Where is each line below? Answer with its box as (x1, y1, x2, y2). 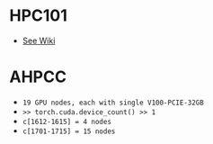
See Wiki (22, 35, 56, 46)
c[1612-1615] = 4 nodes (22, 117, 112, 126)
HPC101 (9, 5, 67, 26)
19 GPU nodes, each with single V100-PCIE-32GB (22, 98, 204, 107)
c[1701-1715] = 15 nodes (22, 127, 116, 136)
